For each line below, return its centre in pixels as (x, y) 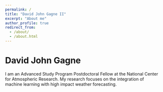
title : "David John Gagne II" (36, 14)
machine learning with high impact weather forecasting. (61, 84)
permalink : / (18, 9)
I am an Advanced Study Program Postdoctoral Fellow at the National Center (81, 74)
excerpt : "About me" (26, 18)
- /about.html (24, 37)
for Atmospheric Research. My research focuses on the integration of (75, 79)
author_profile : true (27, 23)
